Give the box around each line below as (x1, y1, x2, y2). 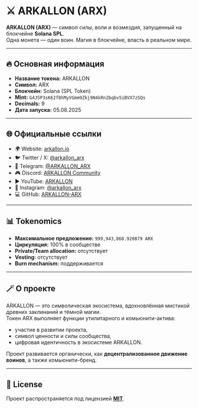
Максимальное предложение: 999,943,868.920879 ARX (14, 235, 153, 242)
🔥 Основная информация (6, 59, 105, 69)
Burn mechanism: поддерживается (14, 260, 104, 267)
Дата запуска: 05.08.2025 (14, 106, 81, 113)
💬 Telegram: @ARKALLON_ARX (14, 162, 91, 169)
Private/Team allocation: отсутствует (14, 248, 108, 255)
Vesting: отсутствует (14, 253, 68, 261)
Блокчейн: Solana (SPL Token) (14, 87, 91, 94)
